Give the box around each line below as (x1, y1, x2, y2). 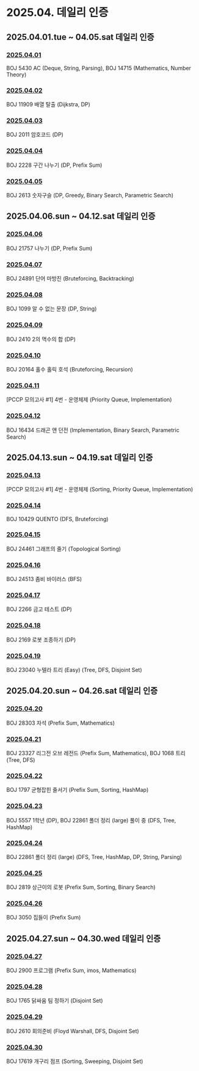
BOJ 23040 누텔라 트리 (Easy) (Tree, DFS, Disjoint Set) (6, 667, 142, 673)
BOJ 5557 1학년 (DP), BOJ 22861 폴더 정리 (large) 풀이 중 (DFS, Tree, (6, 816, 176, 824)
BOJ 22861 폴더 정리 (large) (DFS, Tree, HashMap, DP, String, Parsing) (6, 853, 182, 860)
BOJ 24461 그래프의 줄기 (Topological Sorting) (6, 545, 121, 552)
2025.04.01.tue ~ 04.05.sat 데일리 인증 (6, 32, 154, 42)
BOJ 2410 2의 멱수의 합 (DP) (6, 335, 76, 343)
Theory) (6, 71, 27, 78)
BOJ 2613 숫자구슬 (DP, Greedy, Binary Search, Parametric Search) (6, 192, 174, 199)
